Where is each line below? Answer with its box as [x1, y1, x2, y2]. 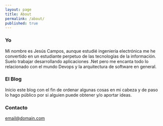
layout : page [5, 7, 32, 12]
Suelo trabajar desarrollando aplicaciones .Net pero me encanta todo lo [5, 58, 149, 64]
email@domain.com [5, 115, 45, 121]
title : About [5, 12, 32, 17]
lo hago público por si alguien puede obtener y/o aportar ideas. [5, 92, 132, 98]
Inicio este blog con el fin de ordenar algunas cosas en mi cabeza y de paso [5, 86, 158, 93]
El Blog [5, 76, 22, 83]
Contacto [5, 104, 28, 111]
